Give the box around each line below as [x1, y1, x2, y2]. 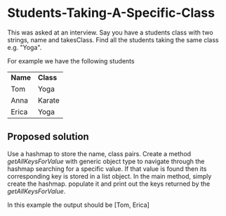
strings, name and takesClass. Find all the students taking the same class [7, 35, 219, 44]
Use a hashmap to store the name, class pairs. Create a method [7, 149, 192, 158]
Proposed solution [7, 131, 89, 143]
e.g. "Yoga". [7, 43, 42, 51]
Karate [37, 95, 60, 105]
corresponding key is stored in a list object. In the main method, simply [7, 172, 212, 180]
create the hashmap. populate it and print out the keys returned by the [7, 179, 211, 188]
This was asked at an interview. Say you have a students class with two [7, 28, 213, 37]
